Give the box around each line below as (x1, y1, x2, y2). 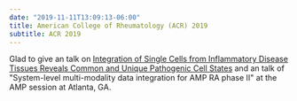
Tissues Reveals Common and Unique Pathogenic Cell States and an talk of (9, 63, 285, 74)
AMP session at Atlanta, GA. (9, 82, 112, 93)
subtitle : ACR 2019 (9, 29, 82, 38)
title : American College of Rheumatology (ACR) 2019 (9, 21, 208, 30)
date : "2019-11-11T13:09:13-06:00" (9, 12, 141, 22)
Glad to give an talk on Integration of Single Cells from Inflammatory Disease (9, 54, 288, 65)
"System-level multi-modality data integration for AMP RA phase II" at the (9, 73, 277, 83)
